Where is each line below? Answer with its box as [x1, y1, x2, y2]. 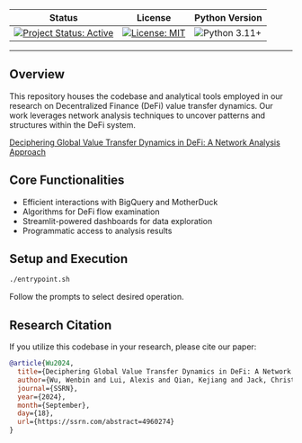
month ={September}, [17, 401, 91, 410]
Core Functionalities [9, 173, 125, 188]
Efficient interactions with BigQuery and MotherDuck [22, 196, 218, 207]
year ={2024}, [17, 392, 67, 402]
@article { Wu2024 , [9, 359, 75, 368]
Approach [9, 146, 47, 157]
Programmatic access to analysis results [22, 225, 173, 236]
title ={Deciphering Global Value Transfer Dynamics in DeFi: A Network [17, 367, 292, 376]
